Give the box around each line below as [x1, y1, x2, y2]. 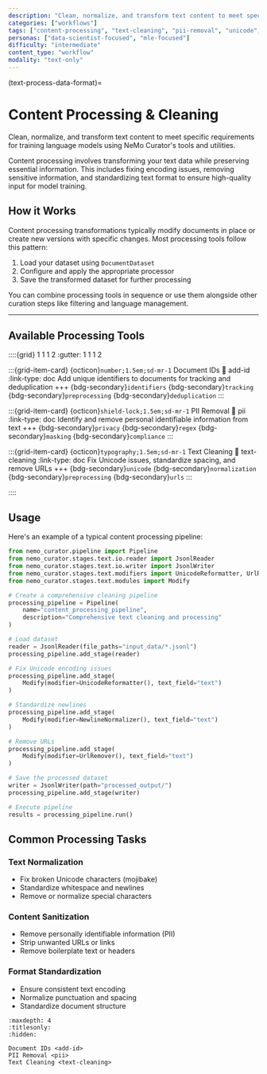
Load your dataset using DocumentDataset [19, 258, 155, 267]
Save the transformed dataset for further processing [19, 274, 192, 284]
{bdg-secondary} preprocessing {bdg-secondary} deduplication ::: [8, 391, 225, 400]
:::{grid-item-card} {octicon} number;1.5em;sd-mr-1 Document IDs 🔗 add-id [8, 365, 250, 375]
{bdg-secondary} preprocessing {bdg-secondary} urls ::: [8, 473, 192, 482]
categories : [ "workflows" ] [8, 19, 98, 27]
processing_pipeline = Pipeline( [8, 598, 119, 607]
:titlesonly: [8, 1023, 52, 1031]
